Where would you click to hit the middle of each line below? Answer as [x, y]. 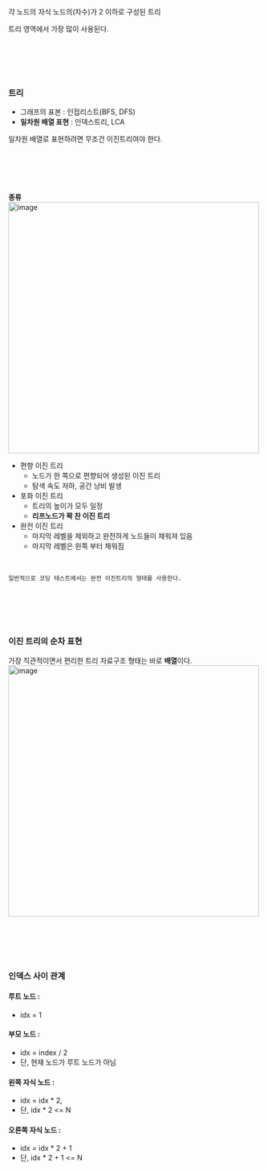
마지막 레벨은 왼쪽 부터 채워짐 [78, 546]
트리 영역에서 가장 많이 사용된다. [59, 29]
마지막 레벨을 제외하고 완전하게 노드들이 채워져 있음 [112, 536]
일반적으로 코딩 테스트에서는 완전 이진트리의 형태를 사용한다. [95, 579]
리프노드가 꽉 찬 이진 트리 [71, 516]
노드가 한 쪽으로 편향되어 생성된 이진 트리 [96, 476]
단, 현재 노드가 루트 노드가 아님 [68, 1062]
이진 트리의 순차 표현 [45, 642]
